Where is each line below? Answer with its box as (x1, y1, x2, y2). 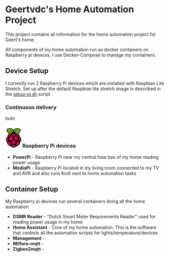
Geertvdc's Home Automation (5, 4, 134, 15)
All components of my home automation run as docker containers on (5, 46, 149, 52)
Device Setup (5, 67, 49, 75)
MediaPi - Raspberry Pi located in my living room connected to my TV (12, 164, 159, 171)
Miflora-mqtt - (12, 241, 44, 247)
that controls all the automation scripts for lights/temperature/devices (12, 230, 158, 236)
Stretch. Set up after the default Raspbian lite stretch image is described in (5, 85, 161, 92)
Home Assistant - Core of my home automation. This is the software (12, 224, 156, 231)
